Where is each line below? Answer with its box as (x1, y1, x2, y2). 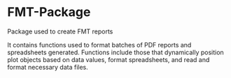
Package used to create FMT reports (7, 27, 113, 36)
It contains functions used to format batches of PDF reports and (7, 40, 192, 49)
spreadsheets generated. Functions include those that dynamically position (7, 48, 224, 56)
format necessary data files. (7, 63, 89, 71)
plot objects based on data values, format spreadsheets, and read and (7, 55, 210, 63)
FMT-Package (7, 4, 91, 20)
